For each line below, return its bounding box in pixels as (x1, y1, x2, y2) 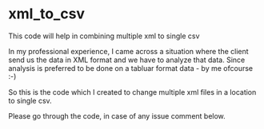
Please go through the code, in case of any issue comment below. (8, 111, 226, 120)
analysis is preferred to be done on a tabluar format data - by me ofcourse (8, 63, 254, 72)
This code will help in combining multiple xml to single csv (8, 31, 200, 41)
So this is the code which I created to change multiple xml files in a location (8, 87, 257, 96)
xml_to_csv (8, 5, 86, 23)
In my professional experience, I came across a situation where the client (8, 46, 250, 56)
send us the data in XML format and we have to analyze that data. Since (8, 55, 246, 64)
